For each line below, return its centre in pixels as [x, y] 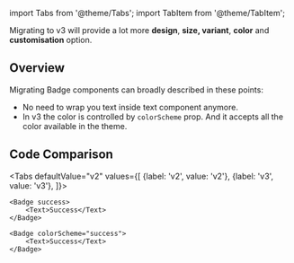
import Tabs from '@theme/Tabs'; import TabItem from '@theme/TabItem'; [147, 13]
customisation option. [51, 40]
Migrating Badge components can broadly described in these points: [136, 90]
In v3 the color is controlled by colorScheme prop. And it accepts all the [153, 117]
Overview [37, 68]
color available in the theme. [75, 126]
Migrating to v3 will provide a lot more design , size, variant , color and [139, 30]
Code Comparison [62, 155]
